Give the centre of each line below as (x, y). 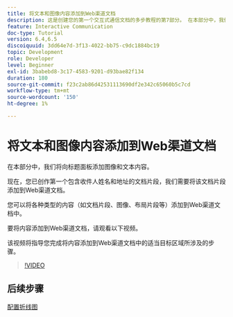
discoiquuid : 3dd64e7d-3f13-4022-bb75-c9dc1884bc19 (83, 46)
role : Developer (31, 59)
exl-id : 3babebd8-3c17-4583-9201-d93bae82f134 (76, 71)
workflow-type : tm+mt (38, 91)
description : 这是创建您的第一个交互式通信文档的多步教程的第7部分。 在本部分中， (113, 20)
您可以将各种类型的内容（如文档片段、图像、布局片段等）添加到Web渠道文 (114, 204)
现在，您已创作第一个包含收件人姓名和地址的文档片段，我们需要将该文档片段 (116, 181)
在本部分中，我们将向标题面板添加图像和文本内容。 (80, 166)
